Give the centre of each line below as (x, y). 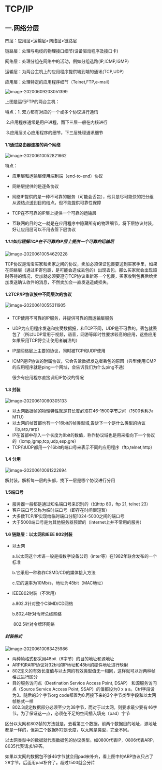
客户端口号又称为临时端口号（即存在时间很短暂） (61, 510)
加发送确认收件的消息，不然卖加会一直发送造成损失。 (58, 282)
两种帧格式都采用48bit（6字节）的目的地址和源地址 (63, 659)
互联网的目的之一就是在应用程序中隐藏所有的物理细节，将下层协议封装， (84, 223)
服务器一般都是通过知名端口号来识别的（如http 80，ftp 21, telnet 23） (81, 504)
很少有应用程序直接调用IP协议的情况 (48, 378)
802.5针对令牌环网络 (34, 624)
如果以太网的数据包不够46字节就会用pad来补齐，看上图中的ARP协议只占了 (79, 756)
